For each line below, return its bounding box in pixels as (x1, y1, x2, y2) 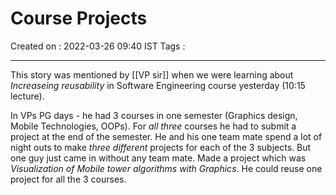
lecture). (10, 90, 45, 102)
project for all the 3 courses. (10, 173, 127, 185)
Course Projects (10, 7, 148, 30)
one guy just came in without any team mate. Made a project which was (10, 152, 307, 164)
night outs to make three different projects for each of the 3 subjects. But (10, 141, 312, 153)
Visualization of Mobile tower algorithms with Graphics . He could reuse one (10, 162, 323, 174)
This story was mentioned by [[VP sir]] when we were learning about (10, 68, 294, 81)
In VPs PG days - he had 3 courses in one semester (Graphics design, (10, 109, 298, 121)
